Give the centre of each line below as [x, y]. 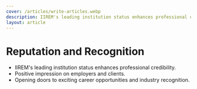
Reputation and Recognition [75, 51]
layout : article [26, 22]
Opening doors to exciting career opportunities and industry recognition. [102, 80]
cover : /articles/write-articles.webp [53, 11]
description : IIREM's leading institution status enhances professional [97, 17]
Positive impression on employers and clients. [70, 74]
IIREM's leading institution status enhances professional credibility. [95, 67]
